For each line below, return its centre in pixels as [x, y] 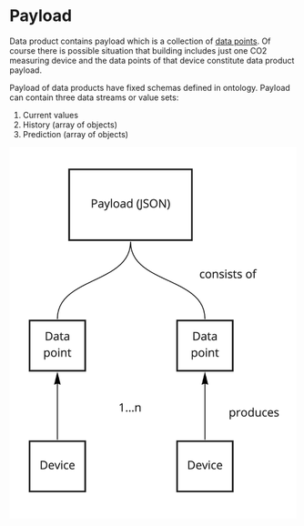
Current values [51, 115]
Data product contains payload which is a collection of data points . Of [140, 41]
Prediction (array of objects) [76, 134]
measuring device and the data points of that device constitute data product [152, 60]
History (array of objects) [70, 125]
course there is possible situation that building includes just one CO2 [138, 50]
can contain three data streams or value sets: [94, 97]
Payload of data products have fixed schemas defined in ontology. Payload [150, 87]
